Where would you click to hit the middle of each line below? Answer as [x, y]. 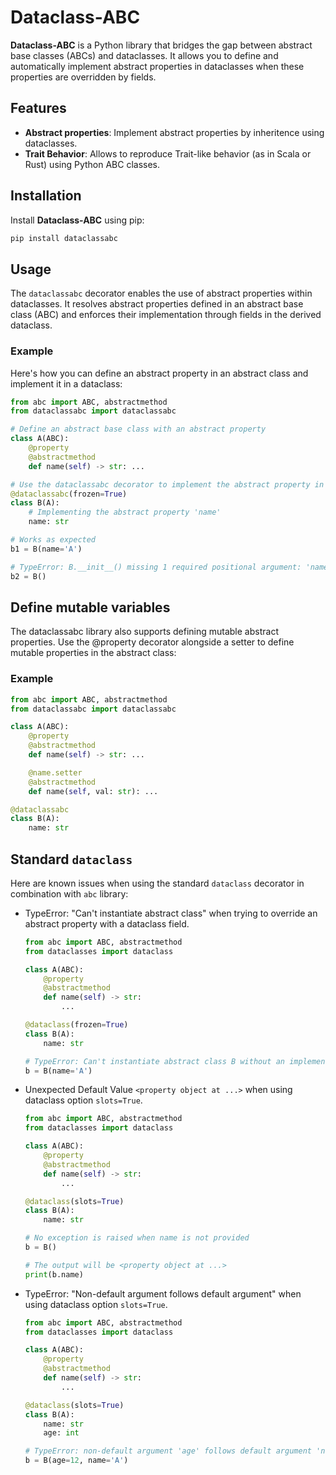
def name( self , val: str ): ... [93, 791]
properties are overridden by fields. [83, 77]
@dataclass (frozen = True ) [76, 1025]
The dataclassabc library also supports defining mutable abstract [144, 632]
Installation [46, 196]
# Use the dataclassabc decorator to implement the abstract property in [167, 484]
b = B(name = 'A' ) [58, 1071]
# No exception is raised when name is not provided [137, 1238]
